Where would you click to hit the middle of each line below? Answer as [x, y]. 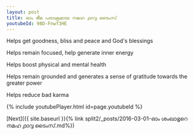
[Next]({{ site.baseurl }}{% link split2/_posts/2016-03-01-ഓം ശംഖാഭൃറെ [97, 119]
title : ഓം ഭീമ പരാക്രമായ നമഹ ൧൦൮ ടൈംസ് [62, 18]
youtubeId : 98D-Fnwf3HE [37, 23]
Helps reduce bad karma [38, 95]
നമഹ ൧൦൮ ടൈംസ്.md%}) [41, 126]
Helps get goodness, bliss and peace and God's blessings [80, 41]
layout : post [23, 12]
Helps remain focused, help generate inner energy [70, 53]
